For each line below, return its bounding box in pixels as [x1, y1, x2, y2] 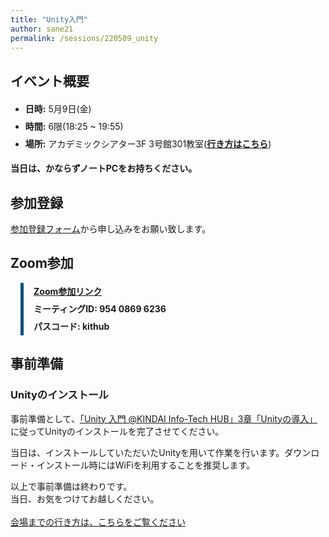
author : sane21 [10, 24, 74, 34]
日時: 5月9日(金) [24, 103, 92, 115]
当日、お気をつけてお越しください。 [10, 492, 160, 505]
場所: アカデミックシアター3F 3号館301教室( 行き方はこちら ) [24, 138, 272, 150]
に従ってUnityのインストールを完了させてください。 [10, 425, 225, 437]
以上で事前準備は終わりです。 [10, 480, 133, 492]
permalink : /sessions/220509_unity [10, 33, 159, 43]
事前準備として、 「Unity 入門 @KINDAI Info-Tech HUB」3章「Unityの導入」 [10, 412, 318, 425]
